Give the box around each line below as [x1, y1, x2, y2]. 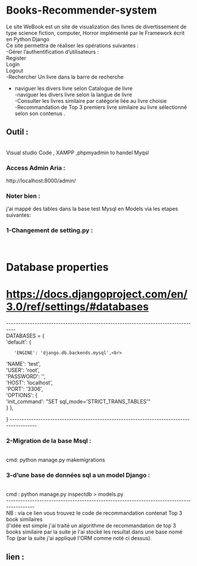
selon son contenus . [14, 110, 66, 117]
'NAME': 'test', [6, 360, 41, 367]
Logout [6, 67, 24, 74]
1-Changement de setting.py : [6, 226, 93, 235]
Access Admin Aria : [6, 164, 66, 172]
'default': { [6, 338, 32, 346]
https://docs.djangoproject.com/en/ [6, 288, 188, 301]
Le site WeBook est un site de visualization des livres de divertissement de [6, 23, 187, 30]
